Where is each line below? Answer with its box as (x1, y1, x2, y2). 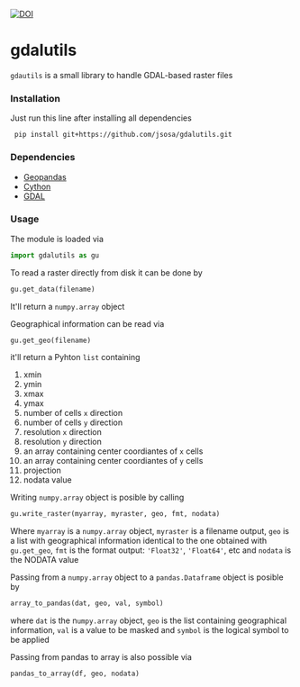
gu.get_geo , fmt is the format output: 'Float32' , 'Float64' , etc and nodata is (10, 545, 292, 556)
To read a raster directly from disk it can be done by (10, 267, 204, 278)
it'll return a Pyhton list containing (10, 352, 141, 363)
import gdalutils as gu (10, 250, 100, 260)
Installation (10, 92, 61, 104)
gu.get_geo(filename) (10, 336, 92, 345)
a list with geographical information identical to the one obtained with (10, 536, 268, 547)
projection (23, 465, 61, 476)
